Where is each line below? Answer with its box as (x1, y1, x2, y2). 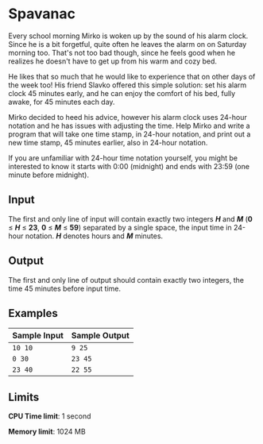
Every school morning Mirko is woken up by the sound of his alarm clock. (8, 31, 249, 41)
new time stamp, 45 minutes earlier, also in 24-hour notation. (8, 137, 208, 147)
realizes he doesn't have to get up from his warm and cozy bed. (8, 56, 217, 66)
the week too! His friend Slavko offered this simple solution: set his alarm (8, 80, 247, 90)
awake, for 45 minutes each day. (8, 97, 115, 106)
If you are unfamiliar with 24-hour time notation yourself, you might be (8, 153, 238, 163)
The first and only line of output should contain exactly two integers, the (8, 275, 245, 284)
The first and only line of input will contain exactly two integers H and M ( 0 (8, 214, 253, 223)
